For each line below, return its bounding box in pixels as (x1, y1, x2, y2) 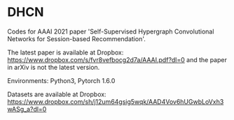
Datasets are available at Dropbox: (7, 90, 106, 98)
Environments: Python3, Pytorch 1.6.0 (7, 76, 116, 84)
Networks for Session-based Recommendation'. (7, 34, 146, 43)
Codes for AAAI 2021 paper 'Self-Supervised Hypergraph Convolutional (7, 27, 214, 36)
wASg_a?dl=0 (7, 105, 47, 113)
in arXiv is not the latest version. (7, 63, 100, 71)
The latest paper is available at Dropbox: (7, 48, 124, 57)
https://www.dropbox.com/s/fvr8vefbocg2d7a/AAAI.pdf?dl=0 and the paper (7, 55, 228, 63)
